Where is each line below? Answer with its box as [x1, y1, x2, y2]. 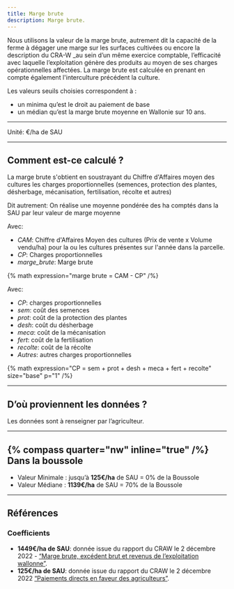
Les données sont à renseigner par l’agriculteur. [7, 417, 145, 426]
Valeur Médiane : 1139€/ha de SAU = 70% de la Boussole [17, 480, 182, 489]
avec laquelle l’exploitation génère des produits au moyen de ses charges [7, 58, 218, 66]
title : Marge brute [7, 10, 64, 17]
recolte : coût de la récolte [17, 343, 92, 351]
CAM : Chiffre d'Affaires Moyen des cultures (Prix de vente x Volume [17, 235, 212, 245]
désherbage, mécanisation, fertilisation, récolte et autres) [7, 188, 172, 196]
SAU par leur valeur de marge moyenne [7, 209, 120, 217]
